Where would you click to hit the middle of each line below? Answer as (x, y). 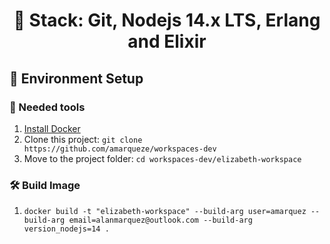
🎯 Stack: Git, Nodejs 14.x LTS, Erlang (167, 20)
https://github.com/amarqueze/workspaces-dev (120, 149)
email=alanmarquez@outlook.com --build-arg (160, 220)
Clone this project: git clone (83, 139)
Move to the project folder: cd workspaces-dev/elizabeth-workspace (162, 158)
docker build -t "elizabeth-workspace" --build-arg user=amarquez (165, 212)
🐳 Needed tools (47, 107)
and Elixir (167, 41)
